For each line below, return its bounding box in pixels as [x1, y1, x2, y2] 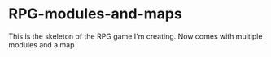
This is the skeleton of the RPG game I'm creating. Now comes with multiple [8, 31, 263, 41]
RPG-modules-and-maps [8, 5, 183, 23]
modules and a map [8, 39, 75, 49]
